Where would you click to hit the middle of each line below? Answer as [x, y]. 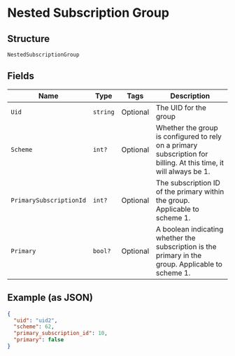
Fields [21, 76]
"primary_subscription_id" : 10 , [61, 334]
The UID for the [181, 108]
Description [190, 96]
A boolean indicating [190, 229]
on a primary [177, 145]
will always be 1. [183, 171]
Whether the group [187, 127]
